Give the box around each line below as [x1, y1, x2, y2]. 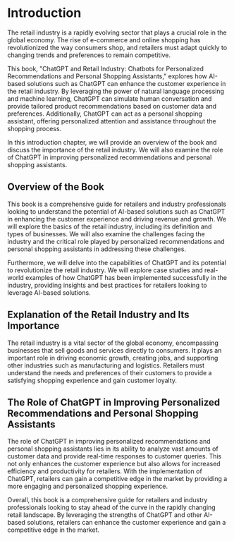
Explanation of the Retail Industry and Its [7, 309, 190, 321]
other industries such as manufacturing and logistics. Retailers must [7, 361, 205, 370]
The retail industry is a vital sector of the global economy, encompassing [7, 339, 218, 347]
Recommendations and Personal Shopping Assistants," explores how [7, 72, 208, 80]
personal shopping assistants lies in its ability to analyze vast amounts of [7, 444, 218, 453]
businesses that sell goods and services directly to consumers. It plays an [7, 346, 222, 354]
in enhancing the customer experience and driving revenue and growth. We [7, 214, 227, 223]
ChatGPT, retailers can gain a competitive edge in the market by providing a [7, 475, 228, 483]
